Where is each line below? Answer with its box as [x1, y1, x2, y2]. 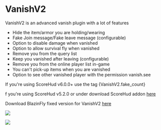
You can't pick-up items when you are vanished [12, 66, 111, 72]
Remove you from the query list [12, 51, 77, 57]
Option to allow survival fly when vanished [12, 45, 100, 51]
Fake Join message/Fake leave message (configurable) [12, 35, 126, 41]
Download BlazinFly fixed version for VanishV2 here [5, 100, 112, 106]
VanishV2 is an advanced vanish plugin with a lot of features [5, 20, 129, 26]
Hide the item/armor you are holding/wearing [12, 29, 105, 35]
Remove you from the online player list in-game [12, 61, 110, 67]
